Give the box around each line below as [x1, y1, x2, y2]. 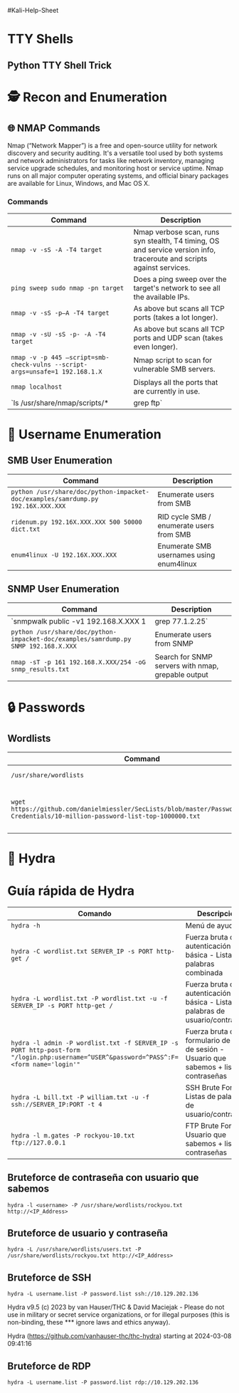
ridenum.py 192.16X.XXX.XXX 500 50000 [11, 517, 142, 526]
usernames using [157, 550, 216, 559]
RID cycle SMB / [157, 512, 211, 522]
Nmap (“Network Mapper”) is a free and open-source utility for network [7, 141, 218, 149]
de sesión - [185, 1044, 225, 1054]
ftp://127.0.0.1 [11, 1138, 66, 1147]
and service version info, [133, 245, 216, 255]
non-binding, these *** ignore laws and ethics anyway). [7, 1318, 171, 1327]
